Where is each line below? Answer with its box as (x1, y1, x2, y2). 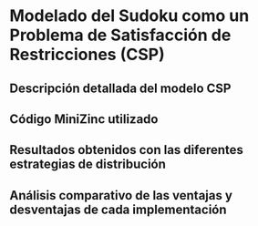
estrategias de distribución (9, 157, 167, 172)
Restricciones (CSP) (9, 45, 166, 65)
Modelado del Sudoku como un (9, 5, 250, 26)
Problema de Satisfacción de (9, 25, 232, 46)
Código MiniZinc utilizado (9, 111, 159, 127)
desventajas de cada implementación (9, 201, 227, 217)
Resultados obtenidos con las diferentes (9, 142, 244, 158)
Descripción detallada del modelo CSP (9, 80, 232, 96)
